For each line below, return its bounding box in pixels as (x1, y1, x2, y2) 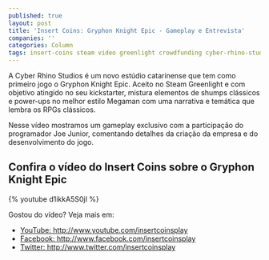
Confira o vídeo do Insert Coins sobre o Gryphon (8, 161, 255, 174)
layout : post (8, 19, 52, 27)
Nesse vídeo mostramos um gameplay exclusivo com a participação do (8, 121, 244, 130)
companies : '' (8, 34, 56, 42)
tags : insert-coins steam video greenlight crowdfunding (8, 49, 203, 57)
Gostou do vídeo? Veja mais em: (8, 210, 114, 219)
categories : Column (8, 42, 74, 50)
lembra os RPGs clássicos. (8, 105, 96, 114)
